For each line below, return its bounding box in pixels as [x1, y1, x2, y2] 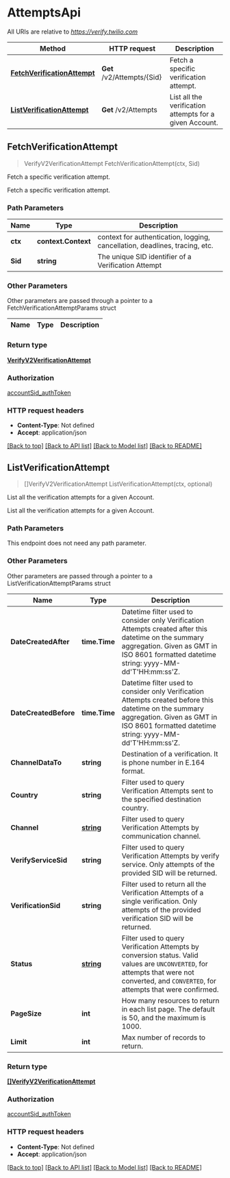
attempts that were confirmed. [121, 985, 219, 994]
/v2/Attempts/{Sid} [101, 72, 162, 82]
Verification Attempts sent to [121, 786, 214, 796]
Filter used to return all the [121, 879, 207, 889]
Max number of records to [121, 1033, 206, 1042]
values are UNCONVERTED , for [121, 959, 209, 968]
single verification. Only [121, 896, 198, 906]
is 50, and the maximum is [121, 1013, 207, 1022]
